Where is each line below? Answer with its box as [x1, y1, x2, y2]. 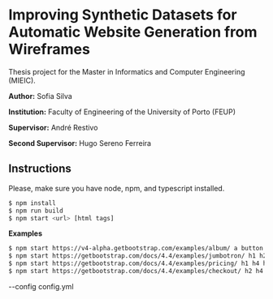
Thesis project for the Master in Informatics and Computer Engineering [8, 66, 245, 76]
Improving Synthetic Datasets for [8, 6, 237, 24]
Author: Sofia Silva [8, 91, 73, 100]
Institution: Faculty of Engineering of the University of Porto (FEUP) [8, 107, 236, 117]
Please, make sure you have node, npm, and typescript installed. [8, 183, 225, 193]
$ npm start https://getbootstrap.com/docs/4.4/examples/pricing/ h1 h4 [8, 259, 260, 268]
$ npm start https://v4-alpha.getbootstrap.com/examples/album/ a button [8, 245, 264, 253]
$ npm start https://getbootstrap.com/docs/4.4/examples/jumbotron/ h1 [8, 252, 256, 260]
